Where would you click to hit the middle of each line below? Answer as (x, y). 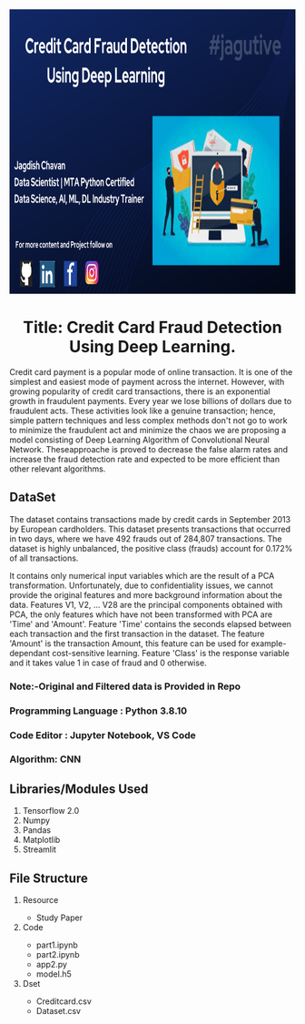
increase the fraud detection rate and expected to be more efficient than (144, 459)
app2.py (52, 965)
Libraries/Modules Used (79, 789)
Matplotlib (41, 840)
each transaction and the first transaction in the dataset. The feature (137, 634)
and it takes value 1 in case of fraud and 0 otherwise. (108, 663)
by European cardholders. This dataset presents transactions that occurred (150, 529)
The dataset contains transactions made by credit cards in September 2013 (150, 519)
